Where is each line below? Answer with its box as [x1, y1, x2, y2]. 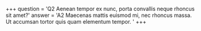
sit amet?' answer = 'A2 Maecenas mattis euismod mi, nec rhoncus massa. [5, 12, 192, 19]
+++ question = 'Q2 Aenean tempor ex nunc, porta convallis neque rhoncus [5, 5, 195, 12]
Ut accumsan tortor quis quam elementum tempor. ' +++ [5, 18, 147, 25]
